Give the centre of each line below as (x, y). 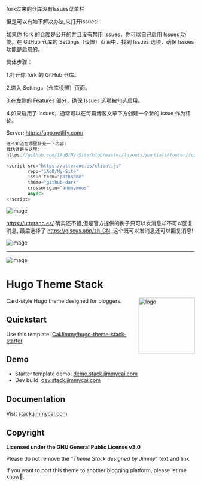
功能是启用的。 (25, 49)
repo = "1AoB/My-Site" (53, 171)
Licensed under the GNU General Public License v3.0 (73, 447)
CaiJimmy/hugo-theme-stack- (89, 334)
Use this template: (28, 334)
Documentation (36, 399)
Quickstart (27, 320)
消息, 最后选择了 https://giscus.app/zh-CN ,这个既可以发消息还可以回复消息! (100, 231)
